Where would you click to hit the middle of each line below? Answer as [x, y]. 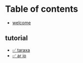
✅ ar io [19, 56]
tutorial [16, 38]
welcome [21, 23]
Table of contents [42, 9]
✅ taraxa [21, 50]
